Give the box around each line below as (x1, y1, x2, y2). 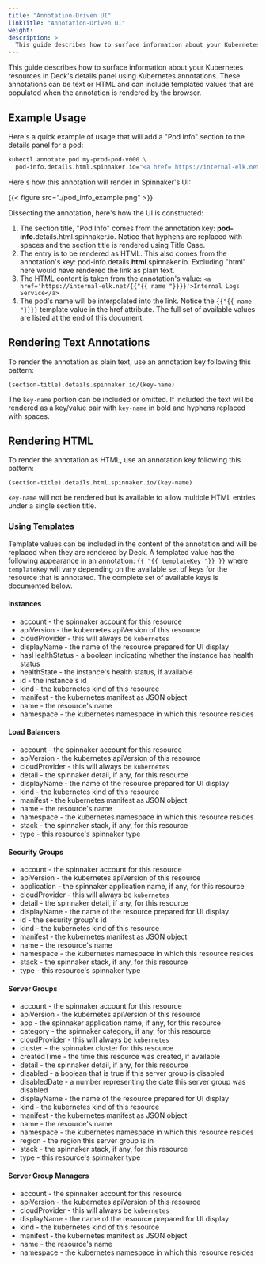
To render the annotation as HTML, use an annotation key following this (8, 455, 241, 465)
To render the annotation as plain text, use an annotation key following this (8, 357, 252, 367)
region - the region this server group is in (19, 1136, 154, 1145)
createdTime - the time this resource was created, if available (19, 1052, 221, 1062)
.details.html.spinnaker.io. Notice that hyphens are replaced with (32, 231, 243, 241)
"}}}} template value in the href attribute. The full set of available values (19, 304, 256, 313)
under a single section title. (8, 501, 97, 511)
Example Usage (8, 111, 87, 124)
